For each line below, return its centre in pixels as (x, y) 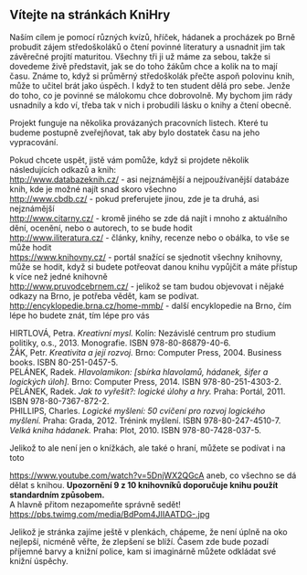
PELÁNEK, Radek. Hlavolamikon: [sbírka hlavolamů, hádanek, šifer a (139, 372)
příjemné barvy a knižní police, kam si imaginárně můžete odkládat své (143, 551)
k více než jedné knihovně (58, 276)
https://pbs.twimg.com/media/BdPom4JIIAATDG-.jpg (110, 514)
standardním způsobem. (57, 495)
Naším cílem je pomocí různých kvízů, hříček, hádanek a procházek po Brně (152, 37)
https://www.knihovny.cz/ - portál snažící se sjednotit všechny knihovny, (146, 257)
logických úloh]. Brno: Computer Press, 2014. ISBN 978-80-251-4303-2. (145, 381)
